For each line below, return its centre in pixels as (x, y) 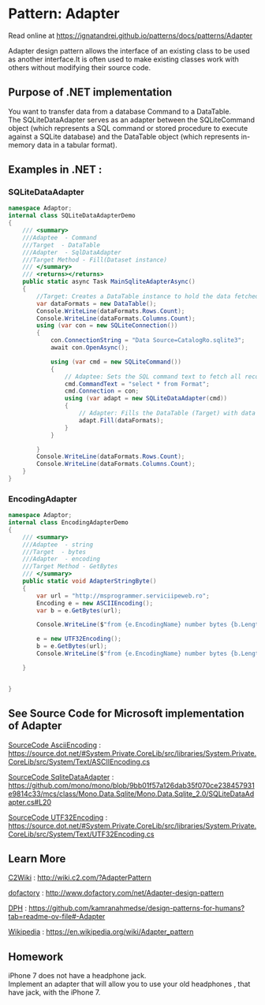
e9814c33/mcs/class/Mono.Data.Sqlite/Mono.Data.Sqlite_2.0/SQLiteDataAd (131, 794)
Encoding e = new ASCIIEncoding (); (95, 603)
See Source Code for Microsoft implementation (126, 714)
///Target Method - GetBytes (70, 567)
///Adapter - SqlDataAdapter (72, 252)
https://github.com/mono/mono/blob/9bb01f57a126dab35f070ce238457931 (131, 785)
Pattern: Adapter (64, 14)
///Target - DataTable (62, 245)
